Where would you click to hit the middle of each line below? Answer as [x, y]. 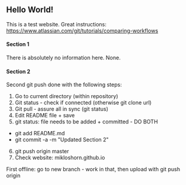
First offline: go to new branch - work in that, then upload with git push [93, 169]
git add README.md [40, 134]
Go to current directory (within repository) [66, 96]
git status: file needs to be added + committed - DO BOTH [86, 122]
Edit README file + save [45, 116]
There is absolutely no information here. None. [63, 58]
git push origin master [42, 151]
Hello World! [30, 10]
